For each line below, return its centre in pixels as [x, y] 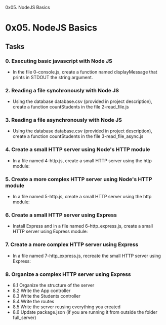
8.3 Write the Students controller [47, 296]
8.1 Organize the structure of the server [53, 285]
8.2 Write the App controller [41, 291]
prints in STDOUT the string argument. [53, 77]
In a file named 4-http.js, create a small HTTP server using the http [82, 160]
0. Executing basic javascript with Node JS [59, 61]
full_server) [24, 317]
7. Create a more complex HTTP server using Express [72, 244]
